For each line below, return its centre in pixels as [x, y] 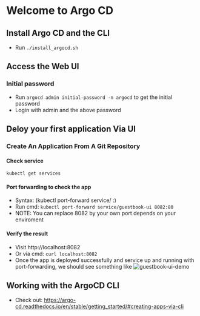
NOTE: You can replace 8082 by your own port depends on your [95, 213]
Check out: [29, 300]
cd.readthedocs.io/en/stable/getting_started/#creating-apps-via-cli [99, 306]
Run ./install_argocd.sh [47, 47]
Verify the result [27, 234]
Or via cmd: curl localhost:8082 [56, 254]
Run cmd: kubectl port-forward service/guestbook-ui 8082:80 [94, 207]
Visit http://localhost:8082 [48, 247]
